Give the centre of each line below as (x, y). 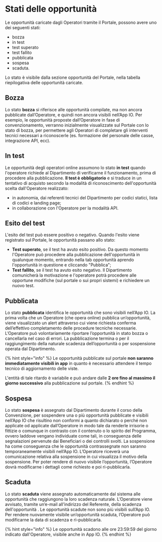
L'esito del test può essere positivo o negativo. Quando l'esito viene (72, 235)
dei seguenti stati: (23, 27)
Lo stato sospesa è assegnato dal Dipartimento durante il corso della (74, 410)
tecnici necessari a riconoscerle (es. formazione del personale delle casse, (80, 135)
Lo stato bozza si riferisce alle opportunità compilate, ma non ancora (74, 109)
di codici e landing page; (37, 203)
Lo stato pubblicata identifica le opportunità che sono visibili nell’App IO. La (80, 313)
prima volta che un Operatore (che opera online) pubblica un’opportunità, (78, 318)
